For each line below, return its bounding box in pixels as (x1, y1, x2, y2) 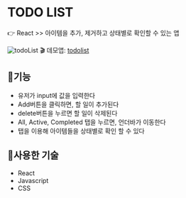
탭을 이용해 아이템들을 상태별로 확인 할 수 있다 (17, 126, 145, 135)
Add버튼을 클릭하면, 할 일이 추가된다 (17, 100, 119, 109)
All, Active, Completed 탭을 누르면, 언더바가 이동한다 (17, 118, 166, 126)
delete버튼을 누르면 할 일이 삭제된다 (17, 109, 118, 117)
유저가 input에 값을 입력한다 (17, 91, 96, 99)
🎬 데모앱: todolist (40, 45, 89, 54)
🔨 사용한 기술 (7, 150, 59, 162)
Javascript (17, 176, 49, 185)
